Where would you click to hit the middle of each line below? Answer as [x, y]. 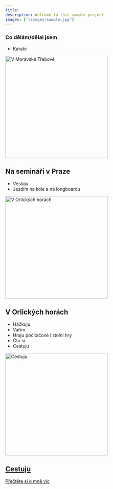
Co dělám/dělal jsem [31, 37]
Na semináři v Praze [38, 172]
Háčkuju [21, 324]
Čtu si [19, 341]
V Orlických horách [37, 312]
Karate [20, 49]
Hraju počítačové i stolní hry [42, 335]
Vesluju [20, 184]
